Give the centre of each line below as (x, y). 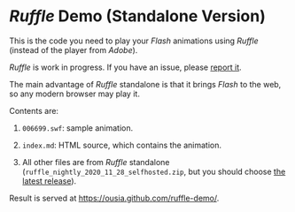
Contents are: (34, 110)
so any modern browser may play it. (74, 94)
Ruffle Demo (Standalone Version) (137, 16)
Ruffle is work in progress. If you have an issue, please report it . (125, 67)
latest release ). (49, 181)
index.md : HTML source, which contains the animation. (122, 145)
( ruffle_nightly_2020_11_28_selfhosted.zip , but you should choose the (154, 171)
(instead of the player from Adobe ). (74, 49)
